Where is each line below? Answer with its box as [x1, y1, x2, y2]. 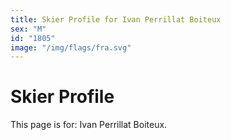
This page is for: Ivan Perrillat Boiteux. [10, 119, 168, 131]
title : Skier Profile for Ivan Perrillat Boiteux [10, 14, 222, 25]
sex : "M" [10, 24, 47, 34]
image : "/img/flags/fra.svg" [10, 42, 132, 53]
